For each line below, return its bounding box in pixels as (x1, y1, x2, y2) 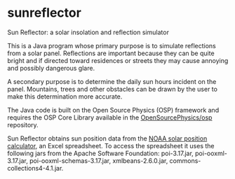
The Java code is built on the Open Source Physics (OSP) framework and (7, 106, 220, 114)
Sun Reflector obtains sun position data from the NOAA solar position (7, 134, 208, 143)
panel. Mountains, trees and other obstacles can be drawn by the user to (7, 85, 217, 93)
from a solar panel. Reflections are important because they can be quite (7, 49, 215, 57)
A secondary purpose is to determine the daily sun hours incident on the (7, 77, 217, 85)
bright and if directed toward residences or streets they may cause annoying (7, 56, 229, 64)
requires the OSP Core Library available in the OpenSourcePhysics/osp (7, 113, 213, 122)
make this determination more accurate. (7, 92, 123, 101)
